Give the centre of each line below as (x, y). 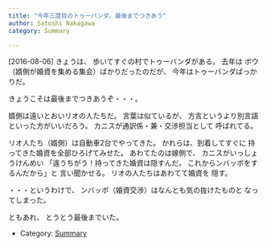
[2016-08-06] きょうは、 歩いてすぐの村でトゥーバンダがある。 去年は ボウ (133, 62)
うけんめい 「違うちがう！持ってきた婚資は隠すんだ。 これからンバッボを (130, 163)
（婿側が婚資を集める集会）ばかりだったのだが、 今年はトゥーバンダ (122, 72)
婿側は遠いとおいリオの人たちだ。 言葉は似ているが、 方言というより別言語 (133, 116)
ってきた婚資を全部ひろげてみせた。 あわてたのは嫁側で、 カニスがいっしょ (133, 153)
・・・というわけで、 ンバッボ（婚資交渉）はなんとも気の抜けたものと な (130, 191)
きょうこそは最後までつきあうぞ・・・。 (75, 99)
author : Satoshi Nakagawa (51, 23)
